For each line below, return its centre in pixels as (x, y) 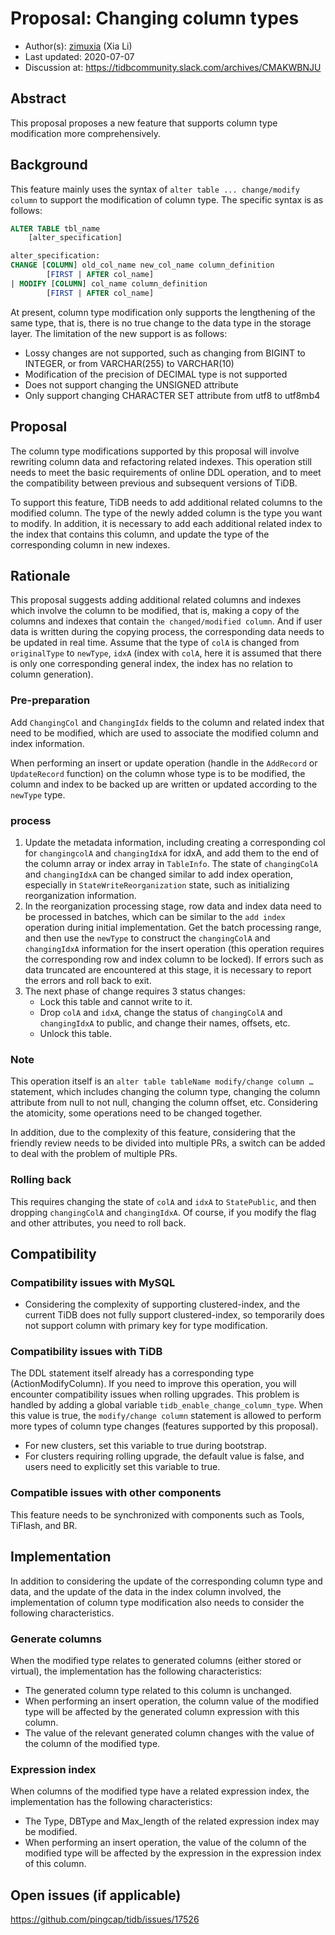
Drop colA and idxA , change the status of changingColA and (161, 1012)
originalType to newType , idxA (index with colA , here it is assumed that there (166, 653)
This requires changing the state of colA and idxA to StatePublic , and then (163, 1201)
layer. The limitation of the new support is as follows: (119, 333)
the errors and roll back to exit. (88, 980)
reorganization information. (80, 895)
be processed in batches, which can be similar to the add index (155, 916)
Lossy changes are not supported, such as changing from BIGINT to (165, 353)
